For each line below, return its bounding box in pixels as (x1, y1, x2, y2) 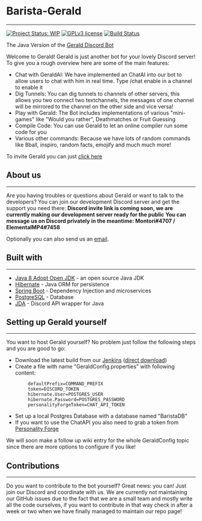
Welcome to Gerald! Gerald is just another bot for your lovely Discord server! (6, 53, 196, 60)
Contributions (6, 460, 60, 471)
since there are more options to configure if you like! (6, 443, 136, 451)
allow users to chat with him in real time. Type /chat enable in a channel (14, 77, 192, 85)
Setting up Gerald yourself (6, 317, 107, 327)
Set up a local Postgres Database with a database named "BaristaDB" (14, 412, 188, 420)
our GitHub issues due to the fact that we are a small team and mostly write (6, 495, 193, 502)
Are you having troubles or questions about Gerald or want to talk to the (6, 191, 184, 199)
